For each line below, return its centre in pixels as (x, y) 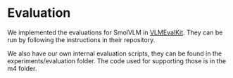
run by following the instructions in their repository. (81, 39)
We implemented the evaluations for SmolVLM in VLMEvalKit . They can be (115, 32)
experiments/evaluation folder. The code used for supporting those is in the (117, 60)
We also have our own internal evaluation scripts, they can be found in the (115, 53)
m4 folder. (22, 68)
